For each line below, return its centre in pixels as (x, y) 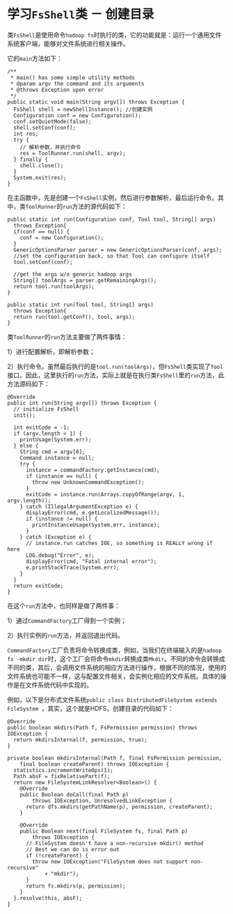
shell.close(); (42, 165)
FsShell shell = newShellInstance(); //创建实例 (83, 109)
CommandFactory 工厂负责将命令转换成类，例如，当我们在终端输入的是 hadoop (115, 650)
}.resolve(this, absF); (48, 898)
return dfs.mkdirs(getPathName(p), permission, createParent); (119, 807)
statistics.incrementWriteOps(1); (63, 770)
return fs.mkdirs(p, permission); (76, 886)
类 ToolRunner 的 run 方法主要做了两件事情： (67, 337)
